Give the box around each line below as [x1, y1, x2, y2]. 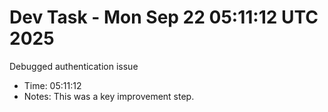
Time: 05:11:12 [23, 79, 82, 91]
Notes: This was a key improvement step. [23, 90, 195, 102]
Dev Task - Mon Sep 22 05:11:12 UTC [9, 6, 319, 29]
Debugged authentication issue [9, 60, 139, 72]
